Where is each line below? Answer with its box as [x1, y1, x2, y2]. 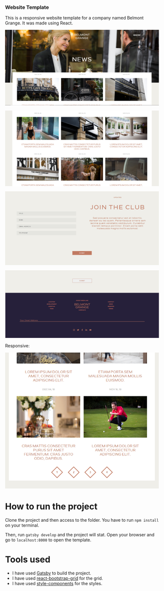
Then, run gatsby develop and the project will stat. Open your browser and [5, 532, 155, 538]
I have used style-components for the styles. [12, 581, 102, 587]
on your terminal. [5, 522, 40, 528]
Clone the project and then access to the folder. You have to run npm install [5, 517, 159, 523]
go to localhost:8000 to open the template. [5, 537, 92, 543]
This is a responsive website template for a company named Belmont [5, 15, 144, 21]
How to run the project [5, 501, 98, 512]
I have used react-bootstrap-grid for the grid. [12, 575, 103, 581]
